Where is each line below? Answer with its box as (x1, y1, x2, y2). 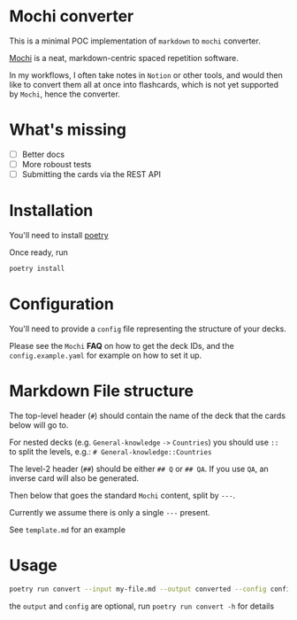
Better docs (21, 149, 65, 159)
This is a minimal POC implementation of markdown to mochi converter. (9, 35, 261, 46)
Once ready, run (9, 247, 68, 258)
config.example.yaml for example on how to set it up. (9, 350, 202, 360)
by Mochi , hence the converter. (9, 89, 121, 99)
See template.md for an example (9, 524, 126, 535)
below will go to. (9, 419, 69, 430)
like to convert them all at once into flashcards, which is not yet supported (9, 79, 279, 89)
